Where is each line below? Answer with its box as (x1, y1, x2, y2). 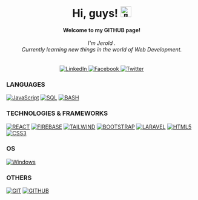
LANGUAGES (6, 80, 45, 88)
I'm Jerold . (87, 39, 116, 47)
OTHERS (6, 173, 32, 182)
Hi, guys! (72, 7, 119, 21)
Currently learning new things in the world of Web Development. (21, 45, 182, 53)
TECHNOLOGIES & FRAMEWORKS (6, 109, 108, 118)
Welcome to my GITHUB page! (62, 26, 141, 33)
